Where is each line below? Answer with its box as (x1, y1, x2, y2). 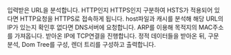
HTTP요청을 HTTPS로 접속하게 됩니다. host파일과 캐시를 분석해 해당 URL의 (19, 14, 224, 23)
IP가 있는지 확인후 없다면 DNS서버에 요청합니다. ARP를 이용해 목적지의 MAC (7, 23, 213, 31)
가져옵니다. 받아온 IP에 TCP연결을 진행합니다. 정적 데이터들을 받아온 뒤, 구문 (14, 32, 219, 40)
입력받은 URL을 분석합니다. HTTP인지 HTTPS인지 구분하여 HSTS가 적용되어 (7, 6, 213, 14)
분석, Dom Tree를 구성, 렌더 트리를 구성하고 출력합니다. (7, 41, 157, 48)
